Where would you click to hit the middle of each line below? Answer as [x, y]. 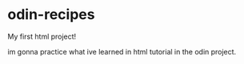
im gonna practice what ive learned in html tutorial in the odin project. [122, 51]
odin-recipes [51, 15]
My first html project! [42, 36]
